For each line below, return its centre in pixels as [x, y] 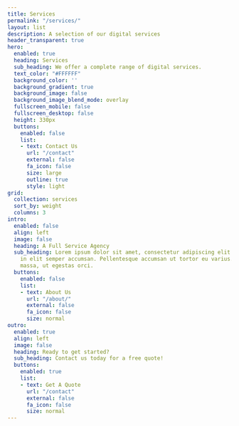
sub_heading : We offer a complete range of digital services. [108, 67]
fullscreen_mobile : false [52, 107]
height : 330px [34, 120]
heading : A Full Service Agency [62, 246]
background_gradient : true [54, 87]
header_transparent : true [46, 41]
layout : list [27, 27]
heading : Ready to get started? [62, 352]
